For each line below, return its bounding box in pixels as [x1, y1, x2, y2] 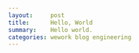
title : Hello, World [8, 19, 93, 26]
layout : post [8, 11, 65, 19]
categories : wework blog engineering [8, 33, 132, 41]
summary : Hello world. [8, 26, 93, 34]
